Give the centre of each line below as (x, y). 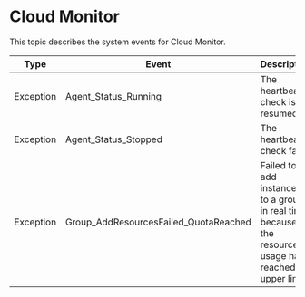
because (279, 222)
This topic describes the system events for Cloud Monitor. (118, 42)
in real (273, 210)
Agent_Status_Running (113, 96)
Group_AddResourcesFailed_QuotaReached (158, 222)
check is (278, 101)
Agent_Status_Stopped (114, 139)
